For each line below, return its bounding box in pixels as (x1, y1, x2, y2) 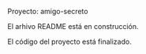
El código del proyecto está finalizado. (7, 37, 132, 46)
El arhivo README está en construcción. (7, 22, 139, 31)
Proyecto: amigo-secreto (7, 7, 88, 16)
